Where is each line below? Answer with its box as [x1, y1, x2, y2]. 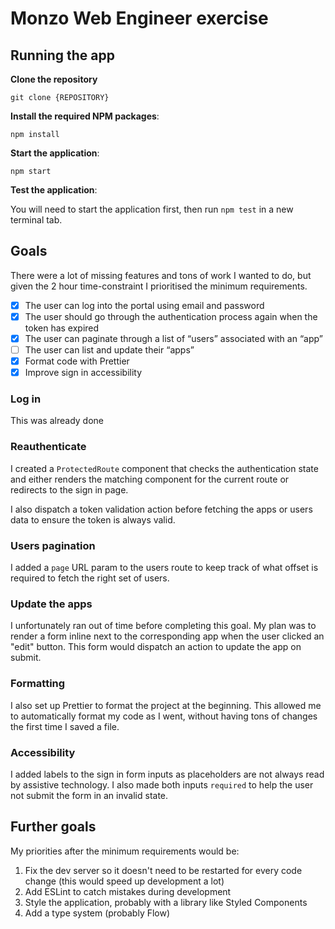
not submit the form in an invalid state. [10, 789, 169, 801]
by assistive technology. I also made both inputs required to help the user [10, 778, 314, 791]
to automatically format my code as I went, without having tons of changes [10, 710, 318, 722]
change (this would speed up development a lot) [24, 875, 225, 887]
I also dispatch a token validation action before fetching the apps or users [10, 503, 313, 515]
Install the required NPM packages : [10, 110, 160, 122]
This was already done [10, 415, 104, 427]
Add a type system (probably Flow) [24, 907, 171, 919]
